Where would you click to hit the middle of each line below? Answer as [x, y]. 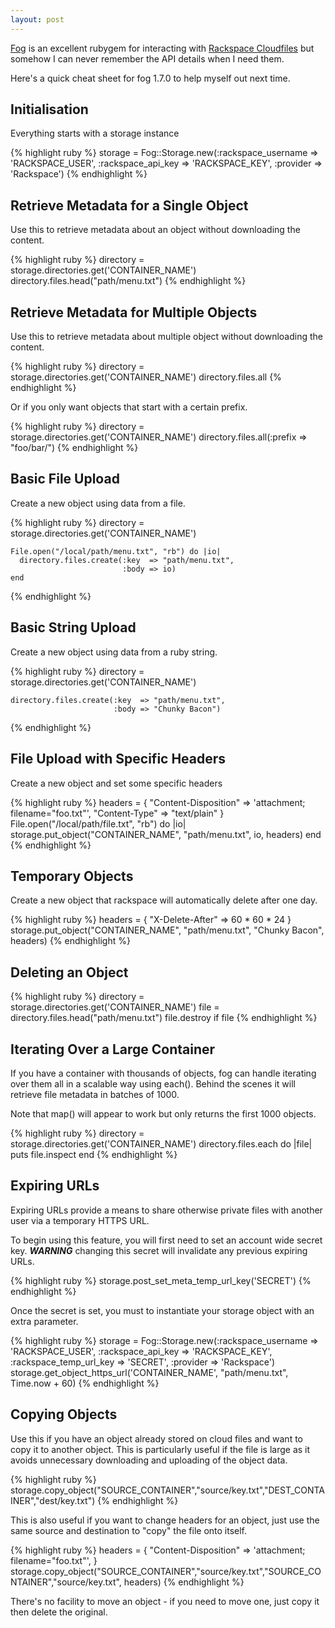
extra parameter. [44, 1321]
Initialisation [49, 109]
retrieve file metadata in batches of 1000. [95, 1094]
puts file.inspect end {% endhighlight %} [94, 1154]
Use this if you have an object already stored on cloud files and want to [156, 1438]
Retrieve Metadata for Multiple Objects [134, 312]
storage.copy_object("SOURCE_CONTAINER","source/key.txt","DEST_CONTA [167, 1490]
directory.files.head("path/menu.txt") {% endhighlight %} [128, 281]
